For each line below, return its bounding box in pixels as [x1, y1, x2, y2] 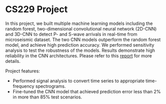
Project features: [5, 67, 40, 74]
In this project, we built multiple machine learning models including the [5, 20, 153, 26]
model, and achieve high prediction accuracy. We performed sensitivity [5, 42, 155, 48]
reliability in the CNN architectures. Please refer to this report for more [5, 52, 152, 59]
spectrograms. [35, 83, 66, 89]
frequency [12, 83, 35, 89]
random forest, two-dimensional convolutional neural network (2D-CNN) [5, 25, 157, 31]
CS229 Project [5, 4, 68, 15]
